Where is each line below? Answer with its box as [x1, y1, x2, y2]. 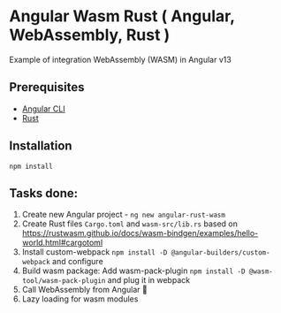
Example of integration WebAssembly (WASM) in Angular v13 [9, 54, 232, 65]
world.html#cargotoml [21, 237, 103, 248]
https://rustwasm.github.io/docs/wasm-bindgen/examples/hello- [21, 228, 259, 239]
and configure [51, 256, 103, 267]
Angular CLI [21, 103, 65, 114]
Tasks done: [9, 186, 79, 201]
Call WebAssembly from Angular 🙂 [21, 285, 148, 295]
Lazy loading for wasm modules [21, 294, 139, 304]
